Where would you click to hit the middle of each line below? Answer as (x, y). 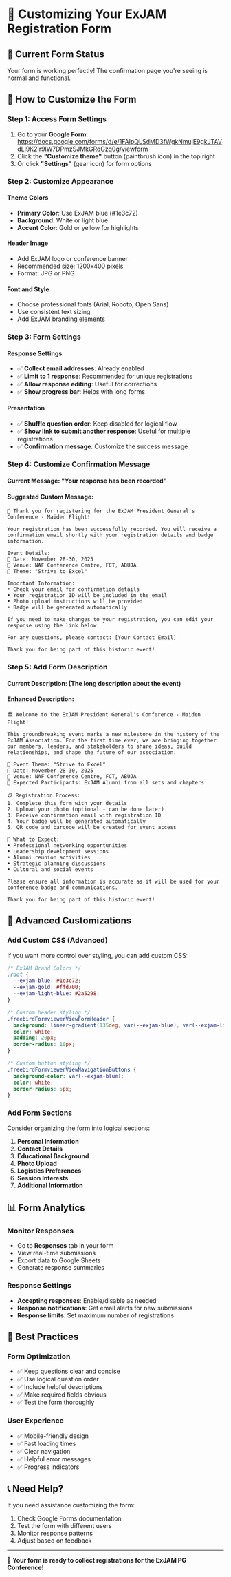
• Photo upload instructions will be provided (75, 602)
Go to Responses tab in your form (65, 1246)
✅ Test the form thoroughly (56, 1402)
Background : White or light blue (63, 220)
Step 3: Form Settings (44, 337)
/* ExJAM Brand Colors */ (44, 968)
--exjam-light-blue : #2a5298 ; (56, 994)
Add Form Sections (40, 1113)
